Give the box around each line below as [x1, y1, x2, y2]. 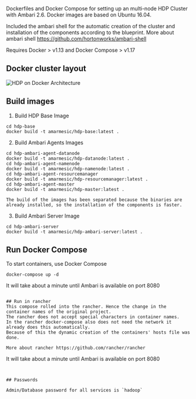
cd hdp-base [6, 123, 35, 129]
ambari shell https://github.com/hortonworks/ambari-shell [6, 35, 147, 42]
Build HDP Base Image [14, 112, 69, 119]
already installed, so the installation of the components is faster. [6, 202, 183, 208]
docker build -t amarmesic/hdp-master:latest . [6, 186, 125, 192]
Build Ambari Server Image [14, 212, 80, 219]
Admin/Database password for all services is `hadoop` [6, 387, 143, 394]
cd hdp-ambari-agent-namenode [6, 160, 80, 167]
